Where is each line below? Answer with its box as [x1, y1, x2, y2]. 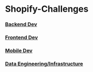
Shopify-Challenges [5, 3, 89, 15]
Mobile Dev [5, 47, 33, 54]
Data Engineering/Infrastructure [5, 60, 83, 67]
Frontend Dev [5, 34, 38, 41]
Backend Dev [5, 21, 38, 28]
